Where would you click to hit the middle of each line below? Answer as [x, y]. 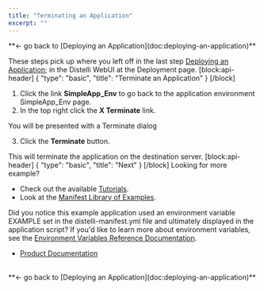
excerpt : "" [28, 23]
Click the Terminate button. [65, 141]
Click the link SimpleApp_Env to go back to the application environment [137, 93]
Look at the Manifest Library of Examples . [88, 197]
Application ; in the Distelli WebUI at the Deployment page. [103, 69]
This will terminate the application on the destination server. [106, 157]
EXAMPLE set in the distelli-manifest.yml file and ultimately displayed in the [131, 221]
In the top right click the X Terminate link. [88, 110]
